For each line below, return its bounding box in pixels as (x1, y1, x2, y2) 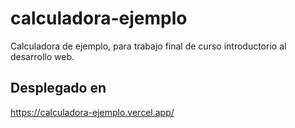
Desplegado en (10, 80, 107, 97)
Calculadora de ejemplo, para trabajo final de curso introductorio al (10, 40, 287, 52)
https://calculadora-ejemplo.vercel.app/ (10, 106, 175, 118)
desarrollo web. (10, 50, 75, 62)
